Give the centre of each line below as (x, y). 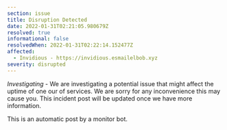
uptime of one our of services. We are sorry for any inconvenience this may (114, 91)
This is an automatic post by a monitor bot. (68, 119)
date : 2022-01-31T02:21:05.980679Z (58, 26)
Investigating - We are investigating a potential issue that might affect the (110, 83)
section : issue (29, 13)
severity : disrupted (37, 64)
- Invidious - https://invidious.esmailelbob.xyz (85, 58)
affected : (21, 52)
